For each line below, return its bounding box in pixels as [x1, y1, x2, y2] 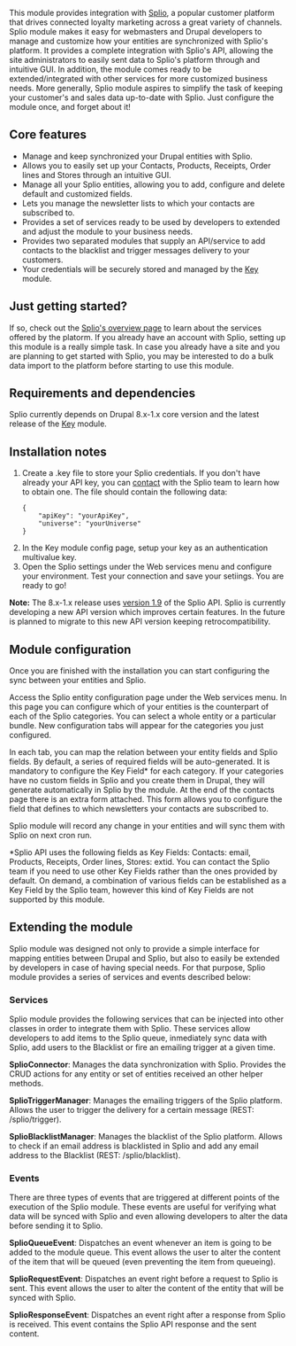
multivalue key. [21, 552, 77, 563]
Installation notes [9, 444, 108, 459]
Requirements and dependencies [9, 385, 196, 401]
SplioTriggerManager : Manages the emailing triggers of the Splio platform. [9, 1095, 283, 1106]
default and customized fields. [21, 188, 133, 198]
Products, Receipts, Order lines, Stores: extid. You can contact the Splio [9, 857, 270, 868]
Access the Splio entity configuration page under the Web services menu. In [9, 692, 287, 703]
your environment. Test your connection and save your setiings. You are [21, 571, 285, 581]
